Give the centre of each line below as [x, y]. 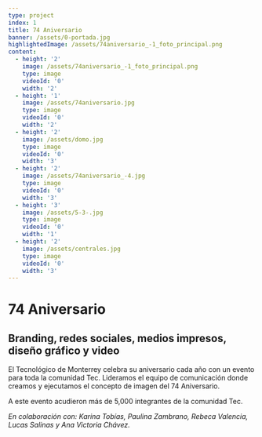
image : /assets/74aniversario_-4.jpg [84, 176]
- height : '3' [38, 205]
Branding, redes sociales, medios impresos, [117, 338]
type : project [31, 15]
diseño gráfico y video [64, 350]
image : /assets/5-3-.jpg [63, 213]
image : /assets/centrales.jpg [72, 249]
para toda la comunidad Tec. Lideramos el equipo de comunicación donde [128, 378]
